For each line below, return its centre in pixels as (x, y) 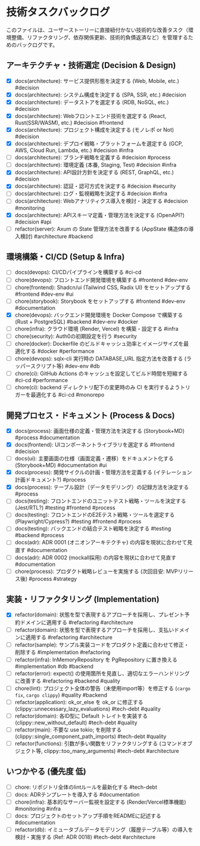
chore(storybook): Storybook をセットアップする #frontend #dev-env (100, 301)
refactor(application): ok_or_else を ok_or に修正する (79, 702)
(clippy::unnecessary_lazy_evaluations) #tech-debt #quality (87, 709)
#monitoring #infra (38, 809)
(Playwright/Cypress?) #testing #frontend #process (78, 522)
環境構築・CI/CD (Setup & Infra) (65, 257)
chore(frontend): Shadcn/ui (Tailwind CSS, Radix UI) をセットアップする (103, 287)
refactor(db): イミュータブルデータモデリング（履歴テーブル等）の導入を (104, 830)
